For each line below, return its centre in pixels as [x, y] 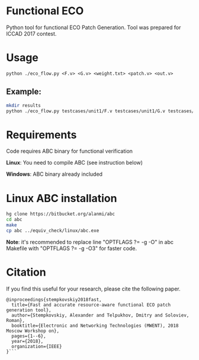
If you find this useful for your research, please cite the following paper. [93, 289]
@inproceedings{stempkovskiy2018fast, [54, 299]
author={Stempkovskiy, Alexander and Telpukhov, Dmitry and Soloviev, [100, 315]
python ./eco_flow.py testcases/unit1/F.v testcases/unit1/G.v [86, 111]
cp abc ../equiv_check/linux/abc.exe [53, 230]
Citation [26, 272]
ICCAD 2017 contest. [31, 33]
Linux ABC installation [62, 198]
